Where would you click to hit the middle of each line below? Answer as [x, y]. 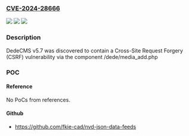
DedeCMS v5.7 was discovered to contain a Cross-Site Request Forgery [95, 50]
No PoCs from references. [38, 100]
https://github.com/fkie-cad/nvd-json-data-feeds [75, 126]
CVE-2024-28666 [33, 8]
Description [24, 38]
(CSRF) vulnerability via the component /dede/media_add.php [82, 57]
